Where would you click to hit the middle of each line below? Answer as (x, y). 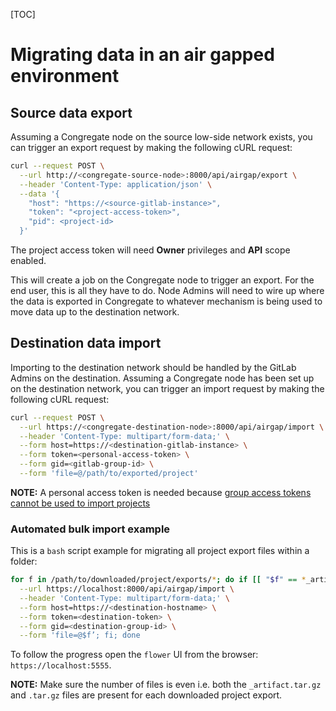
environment (65, 76)
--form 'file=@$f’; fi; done (80, 635)
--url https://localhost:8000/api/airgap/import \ (127, 589)
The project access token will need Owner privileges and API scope (150, 250)
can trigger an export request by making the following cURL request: (151, 147)
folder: (24, 561)
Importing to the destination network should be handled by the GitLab (153, 367)
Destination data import (86, 343)
